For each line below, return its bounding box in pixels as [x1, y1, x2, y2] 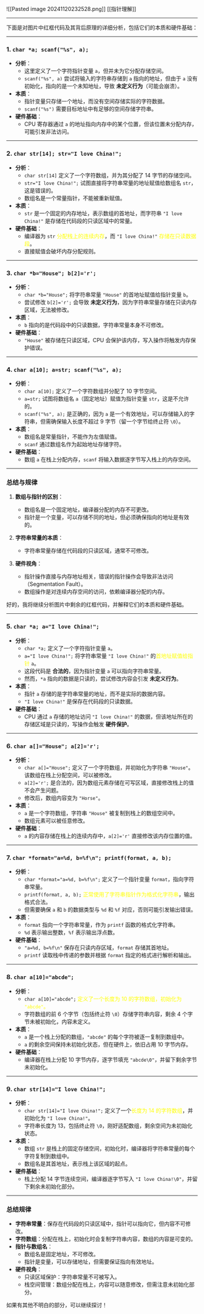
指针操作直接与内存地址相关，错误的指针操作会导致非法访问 [24, 573, 174, 580]
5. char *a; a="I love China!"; [6, 622, 100, 631]
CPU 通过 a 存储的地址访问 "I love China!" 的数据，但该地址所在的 [24, 713, 193, 720]
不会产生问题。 [24, 786, 62, 794]
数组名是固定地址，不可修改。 [24, 1251, 99, 1258]
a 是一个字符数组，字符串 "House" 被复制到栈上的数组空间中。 [24, 810, 178, 817]
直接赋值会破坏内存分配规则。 [24, 247, 99, 255]
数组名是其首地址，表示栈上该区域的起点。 [24, 1160, 131, 1167]
